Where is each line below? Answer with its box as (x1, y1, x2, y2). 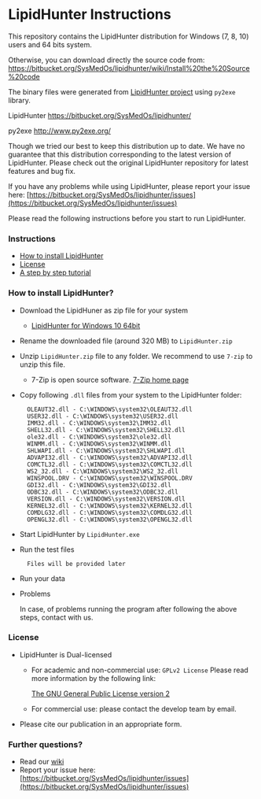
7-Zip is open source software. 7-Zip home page (31, 375, 189, 384)
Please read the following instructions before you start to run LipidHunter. (8, 213, 246, 223)
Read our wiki (19, 757, 64, 767)
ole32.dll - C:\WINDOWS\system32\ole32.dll (27, 433, 171, 441)
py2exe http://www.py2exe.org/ (8, 126, 112, 135)
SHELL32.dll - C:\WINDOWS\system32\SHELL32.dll (27, 426, 186, 434)
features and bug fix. (8, 166, 76, 176)
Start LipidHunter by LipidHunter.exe (19, 529, 140, 538)
